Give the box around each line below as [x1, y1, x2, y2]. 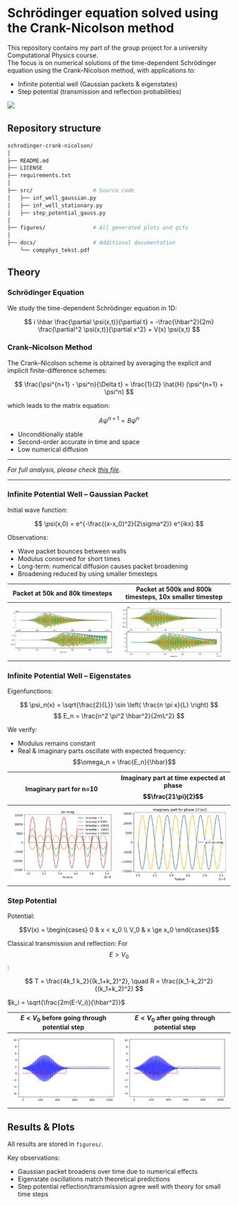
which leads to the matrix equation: [7, 401, 110, 409]
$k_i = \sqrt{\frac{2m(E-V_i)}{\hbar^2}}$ [7, 997, 125, 1007]
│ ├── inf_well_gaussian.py [7, 194, 97, 201]
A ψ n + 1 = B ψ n [98, 414, 140, 424]
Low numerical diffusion [17, 445, 89, 453]
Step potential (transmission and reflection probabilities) [17, 87, 182, 96]
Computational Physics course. [7, 51, 98, 60]
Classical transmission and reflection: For [7, 939, 128, 947]
